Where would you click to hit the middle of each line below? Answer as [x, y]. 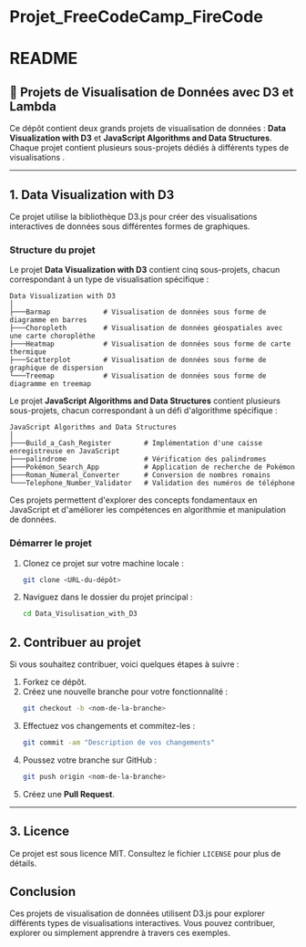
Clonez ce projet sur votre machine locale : [103, 563]
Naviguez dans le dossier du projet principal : [107, 597]
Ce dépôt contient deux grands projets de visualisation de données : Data [148, 129]
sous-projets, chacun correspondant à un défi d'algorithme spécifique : [143, 411]
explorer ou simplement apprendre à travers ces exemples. [120, 933]
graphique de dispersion [56, 368]
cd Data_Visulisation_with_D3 [80, 614]
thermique [28, 352]
